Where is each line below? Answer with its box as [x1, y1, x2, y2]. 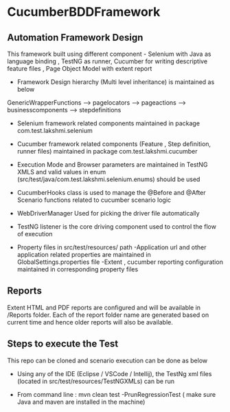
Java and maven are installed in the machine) [16, 398, 146, 406]
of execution [16, 230, 53, 238]
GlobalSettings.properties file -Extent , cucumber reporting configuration [16, 258, 223, 266]
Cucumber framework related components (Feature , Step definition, [16, 140, 211, 148]
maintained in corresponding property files [16, 265, 139, 273]
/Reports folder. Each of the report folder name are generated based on [7, 311, 209, 319]
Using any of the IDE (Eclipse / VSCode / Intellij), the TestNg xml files [16, 369, 212, 378]
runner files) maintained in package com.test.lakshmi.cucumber [16, 147, 198, 155]
